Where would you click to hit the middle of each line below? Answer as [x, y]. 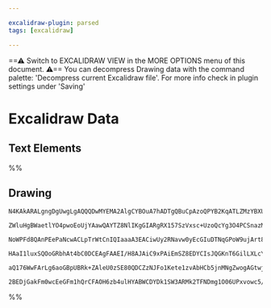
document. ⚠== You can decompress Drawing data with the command [126, 69]
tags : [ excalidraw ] [41, 30]
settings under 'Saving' [47, 86]
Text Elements [45, 149]
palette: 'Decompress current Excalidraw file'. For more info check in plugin [133, 77]
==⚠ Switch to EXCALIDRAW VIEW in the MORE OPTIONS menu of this [127, 60]
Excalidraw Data [64, 119]
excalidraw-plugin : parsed [54, 23]
